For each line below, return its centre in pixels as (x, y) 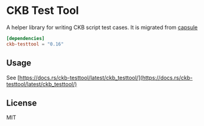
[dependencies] (26, 38)
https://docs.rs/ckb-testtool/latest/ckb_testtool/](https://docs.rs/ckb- (106, 78)
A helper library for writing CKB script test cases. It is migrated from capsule (102, 27)
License (22, 103)
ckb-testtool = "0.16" (35, 44)
